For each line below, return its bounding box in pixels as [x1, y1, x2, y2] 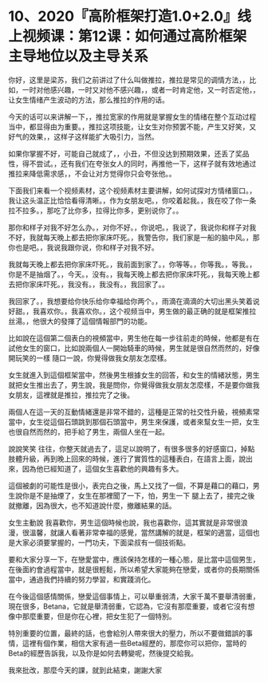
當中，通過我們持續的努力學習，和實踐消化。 [8, 574, 156, 584]
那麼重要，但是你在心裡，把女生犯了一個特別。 [22, 611, 176, 621]
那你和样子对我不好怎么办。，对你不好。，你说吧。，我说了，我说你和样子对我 [8, 223, 257, 232]
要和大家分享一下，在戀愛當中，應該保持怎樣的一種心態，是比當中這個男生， [8, 554, 260, 564]
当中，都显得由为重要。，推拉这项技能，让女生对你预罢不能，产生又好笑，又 [8, 121, 257, 132]
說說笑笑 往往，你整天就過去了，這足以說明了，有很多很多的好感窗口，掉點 [8, 443, 255, 453]
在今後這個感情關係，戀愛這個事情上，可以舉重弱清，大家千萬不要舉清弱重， [8, 591, 260, 601]
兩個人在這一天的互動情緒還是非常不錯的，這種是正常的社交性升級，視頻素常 [8, 407, 260, 416]
